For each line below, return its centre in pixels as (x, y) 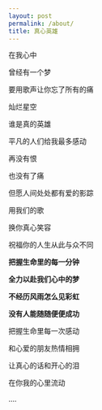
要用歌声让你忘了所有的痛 (51, 89)
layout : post (30, 16)
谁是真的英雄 (30, 124)
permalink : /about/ (41, 24)
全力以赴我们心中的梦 (44, 279)
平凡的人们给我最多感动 (47, 141)
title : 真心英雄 (33, 31)
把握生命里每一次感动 (44, 331)
